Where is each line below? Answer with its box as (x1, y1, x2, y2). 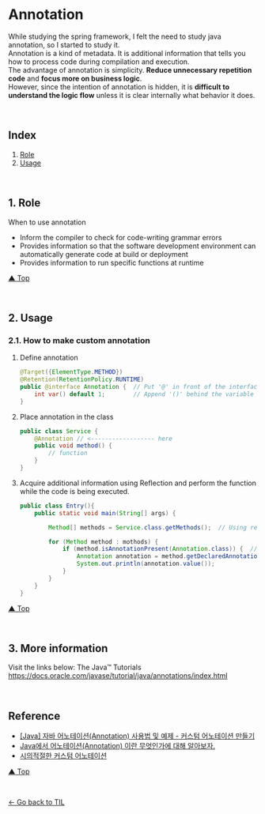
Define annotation (19, 353, 78, 363)
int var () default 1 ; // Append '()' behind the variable (34, 390, 255, 398)
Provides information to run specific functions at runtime (19, 258, 204, 267)
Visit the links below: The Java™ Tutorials (8, 662, 142, 673)
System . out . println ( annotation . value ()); (76, 560, 215, 568)
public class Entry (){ (19, 502, 95, 510)
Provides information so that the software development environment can (19, 241, 256, 251)
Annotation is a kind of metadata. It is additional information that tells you (8, 48, 247, 58)
